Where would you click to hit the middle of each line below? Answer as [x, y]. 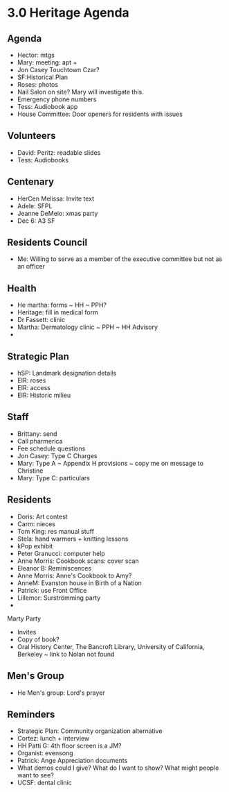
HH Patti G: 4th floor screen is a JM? [69, 746]
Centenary [30, 182]
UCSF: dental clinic [44, 783]
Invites [27, 632]
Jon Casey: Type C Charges [57, 455]
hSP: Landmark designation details [67, 373]
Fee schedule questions [51, 448]
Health [22, 288]
